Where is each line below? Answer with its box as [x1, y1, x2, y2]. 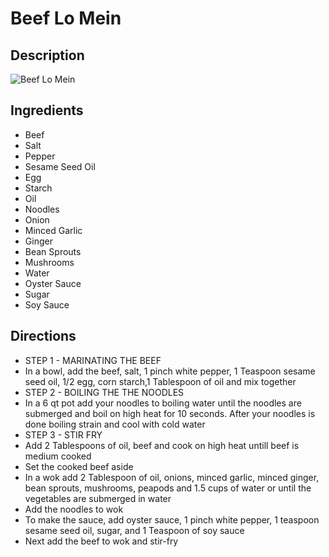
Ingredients [10, 102, 84, 119]
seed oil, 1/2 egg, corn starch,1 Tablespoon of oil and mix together [24, 375, 297, 387]
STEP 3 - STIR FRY [24, 428, 103, 441]
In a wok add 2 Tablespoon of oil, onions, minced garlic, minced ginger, [24, 471, 320, 483]
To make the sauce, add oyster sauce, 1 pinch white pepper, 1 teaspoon [24, 513, 320, 526]
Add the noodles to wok [24, 503, 124, 515]
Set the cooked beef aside [24, 460, 134, 472]
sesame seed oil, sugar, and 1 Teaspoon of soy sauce [24, 524, 245, 536]
